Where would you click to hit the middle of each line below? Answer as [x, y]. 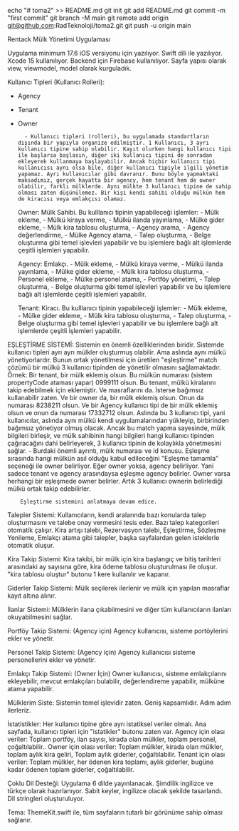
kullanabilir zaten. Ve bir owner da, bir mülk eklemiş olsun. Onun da [106, 398]
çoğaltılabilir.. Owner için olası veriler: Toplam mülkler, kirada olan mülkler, [116, 747]
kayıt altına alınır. [32, 596]
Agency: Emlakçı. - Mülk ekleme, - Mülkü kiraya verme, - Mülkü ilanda [120, 264]
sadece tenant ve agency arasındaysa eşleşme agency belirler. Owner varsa [119, 473]
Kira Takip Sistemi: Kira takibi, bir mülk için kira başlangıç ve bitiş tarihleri [114, 559]
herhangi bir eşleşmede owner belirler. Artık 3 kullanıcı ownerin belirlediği [115, 481]
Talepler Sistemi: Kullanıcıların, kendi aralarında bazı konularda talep [107, 515]
